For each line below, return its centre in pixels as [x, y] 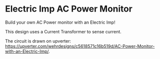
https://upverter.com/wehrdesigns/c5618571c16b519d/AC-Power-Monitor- [80, 46]
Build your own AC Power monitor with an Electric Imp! [60, 22]
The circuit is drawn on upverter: [38, 41]
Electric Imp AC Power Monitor [69, 9]
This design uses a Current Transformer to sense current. [63, 31]
